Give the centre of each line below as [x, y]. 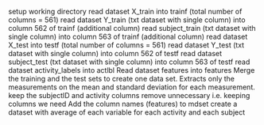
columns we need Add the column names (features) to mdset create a [123, 104]
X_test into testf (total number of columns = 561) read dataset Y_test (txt [126, 45]
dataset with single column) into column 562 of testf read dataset [115, 53]
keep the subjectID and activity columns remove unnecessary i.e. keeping [129, 95]
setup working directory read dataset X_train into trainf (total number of [125, 11]
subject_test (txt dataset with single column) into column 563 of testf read [129, 62]
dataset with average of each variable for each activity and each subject [127, 112]
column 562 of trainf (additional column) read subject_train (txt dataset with [132, 28]
